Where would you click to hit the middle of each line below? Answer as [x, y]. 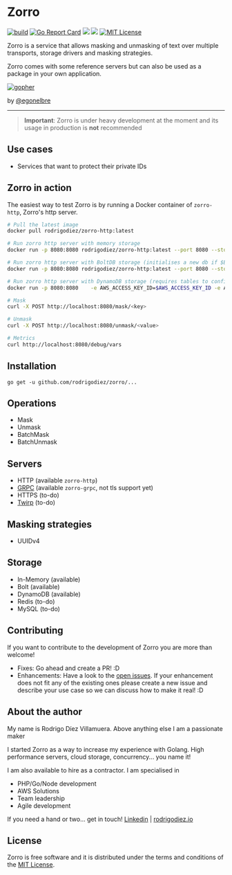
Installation [32, 367]
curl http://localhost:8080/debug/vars [65, 344]
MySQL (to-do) [39, 608]
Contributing [35, 631]
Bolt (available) [38, 586]
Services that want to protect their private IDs [82, 166]
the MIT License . [31, 865]
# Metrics [21, 339]
